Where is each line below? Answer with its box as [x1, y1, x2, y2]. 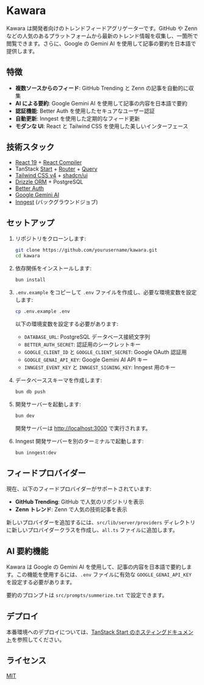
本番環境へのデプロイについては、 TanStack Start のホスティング [6, 628, 167, 636]
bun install [15, 277, 46, 283]
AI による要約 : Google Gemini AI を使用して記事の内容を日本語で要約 [15, 99, 188, 107]
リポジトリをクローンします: [15, 235, 86, 243]
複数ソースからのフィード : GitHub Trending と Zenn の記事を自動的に [15, 84, 189, 91]
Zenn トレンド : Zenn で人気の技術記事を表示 [15, 506, 128, 513]
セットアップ [6, 218, 55, 228]
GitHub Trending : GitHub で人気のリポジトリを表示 [15, 498, 144, 506]
